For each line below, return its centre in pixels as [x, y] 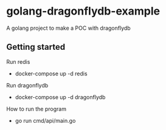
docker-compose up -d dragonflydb [60, 97]
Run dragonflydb [27, 85]
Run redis [18, 61]
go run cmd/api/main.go [45, 120]
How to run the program [36, 109]
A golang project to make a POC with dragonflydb [68, 28]
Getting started [36, 47]
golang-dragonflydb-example [83, 11]
